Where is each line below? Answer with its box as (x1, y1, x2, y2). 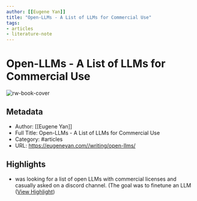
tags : (6, 20, 20, 26)
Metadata (6, 107, 43, 117)
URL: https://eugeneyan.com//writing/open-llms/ (14, 142, 136, 149)
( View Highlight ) (14, 188, 55, 195)
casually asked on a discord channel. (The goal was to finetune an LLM (14, 181, 192, 189)
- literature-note (6, 31, 52, 37)
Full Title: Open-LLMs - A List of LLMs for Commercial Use (14, 129, 160, 136)
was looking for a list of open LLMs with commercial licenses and (14, 175, 177, 182)
